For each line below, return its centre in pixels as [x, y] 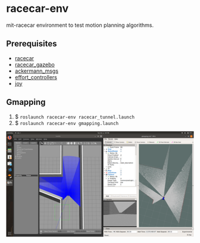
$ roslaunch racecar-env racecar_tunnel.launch [75, 116]
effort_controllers [36, 77]
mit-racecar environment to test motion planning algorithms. [80, 25]
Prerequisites [32, 44]
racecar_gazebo [35, 64]
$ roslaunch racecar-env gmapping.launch [67, 123]
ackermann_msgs [36, 71]
